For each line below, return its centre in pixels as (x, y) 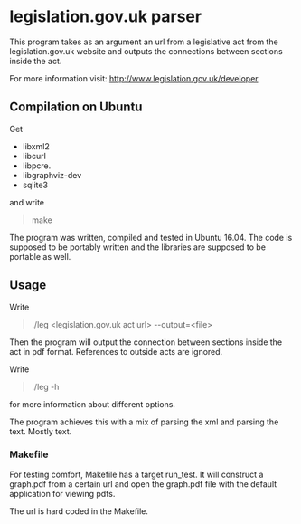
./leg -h (45, 386)
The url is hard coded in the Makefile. (79, 511)
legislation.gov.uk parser (105, 17)
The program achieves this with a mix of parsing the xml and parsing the (144, 422)
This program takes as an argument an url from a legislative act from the (144, 42)
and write (27, 202)
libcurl (34, 156)
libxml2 (36, 146)
